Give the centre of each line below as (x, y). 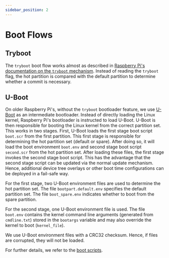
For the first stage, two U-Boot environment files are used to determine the (83, 183)
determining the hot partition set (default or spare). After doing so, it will (80, 142)
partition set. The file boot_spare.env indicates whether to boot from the (80, 194)
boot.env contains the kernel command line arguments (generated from (79, 215)
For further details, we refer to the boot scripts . (54, 250)
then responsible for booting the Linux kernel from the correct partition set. (83, 125)
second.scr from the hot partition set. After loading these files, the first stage (85, 152)
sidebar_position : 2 (27, 10)
